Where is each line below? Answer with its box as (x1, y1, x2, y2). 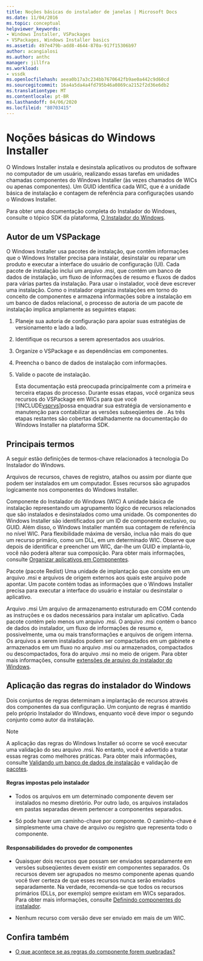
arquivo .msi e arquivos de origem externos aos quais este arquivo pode (6, 574, 187, 581)
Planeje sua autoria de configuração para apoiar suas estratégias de (15, 318, 186, 325)
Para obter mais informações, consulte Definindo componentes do (15, 896, 182, 903)
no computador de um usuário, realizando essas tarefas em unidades (6, 170, 180, 178)
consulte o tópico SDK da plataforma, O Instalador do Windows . (6, 214, 165, 221)
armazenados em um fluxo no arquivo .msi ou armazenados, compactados (6, 644, 193, 651)
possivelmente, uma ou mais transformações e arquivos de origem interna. (6, 631, 193, 638)
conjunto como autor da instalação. (6, 716, 95, 723)
